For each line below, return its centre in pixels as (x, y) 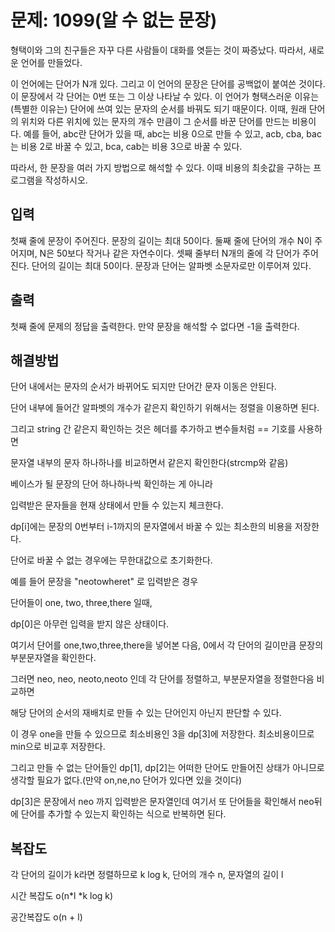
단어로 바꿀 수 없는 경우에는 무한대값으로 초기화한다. (111, 560)
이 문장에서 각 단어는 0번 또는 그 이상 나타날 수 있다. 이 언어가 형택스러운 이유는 (165, 96)
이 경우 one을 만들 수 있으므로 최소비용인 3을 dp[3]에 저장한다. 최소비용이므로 (162, 734)
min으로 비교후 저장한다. (58, 747)
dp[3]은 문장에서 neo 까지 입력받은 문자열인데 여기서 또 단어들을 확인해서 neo (162, 802)
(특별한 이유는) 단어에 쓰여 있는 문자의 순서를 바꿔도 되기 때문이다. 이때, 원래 (158, 108)
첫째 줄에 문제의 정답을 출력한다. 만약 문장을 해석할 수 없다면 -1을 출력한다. (155, 326)
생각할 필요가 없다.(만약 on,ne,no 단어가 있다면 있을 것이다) (126, 780)
